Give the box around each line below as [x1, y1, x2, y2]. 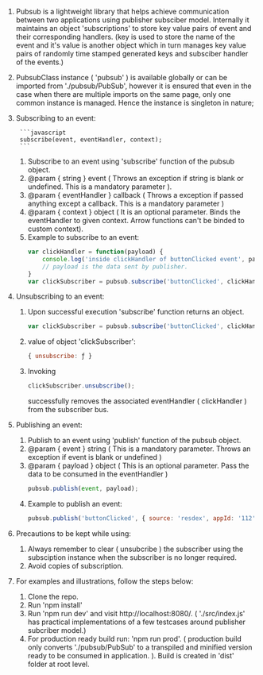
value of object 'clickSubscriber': [27, 337, 137, 346]
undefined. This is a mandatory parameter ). [27, 182, 172, 191]
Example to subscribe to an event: [27, 233, 140, 241]
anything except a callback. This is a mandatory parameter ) [27, 199, 225, 208]
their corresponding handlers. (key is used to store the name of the [15, 32, 236, 41]
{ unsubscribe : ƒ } [27, 353, 93, 361]
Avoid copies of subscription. [27, 561, 124, 570]
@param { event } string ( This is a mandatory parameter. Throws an [27, 444, 251, 453]
